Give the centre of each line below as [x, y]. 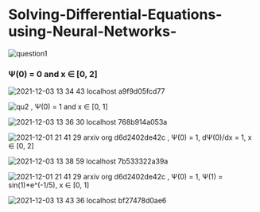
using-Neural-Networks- [93, 31]
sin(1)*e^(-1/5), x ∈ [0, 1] [49, 185]
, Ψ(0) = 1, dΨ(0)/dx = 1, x [209, 137]
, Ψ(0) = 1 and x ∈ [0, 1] [70, 107]
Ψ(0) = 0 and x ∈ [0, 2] [53, 74]
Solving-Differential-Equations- [115, 15]
